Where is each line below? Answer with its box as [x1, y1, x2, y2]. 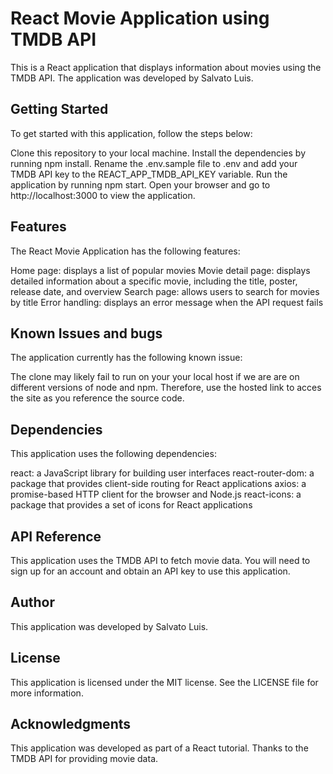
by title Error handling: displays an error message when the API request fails [10, 296, 324, 308]
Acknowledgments [10, 716, 132, 733]
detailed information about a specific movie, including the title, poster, [10, 275, 298, 287]
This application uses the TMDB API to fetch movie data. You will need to [10, 555, 311, 566]
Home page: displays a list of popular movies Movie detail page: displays [10, 264, 311, 276]
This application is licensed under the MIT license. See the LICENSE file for [10, 676, 319, 688]
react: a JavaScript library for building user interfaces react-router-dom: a [10, 467, 315, 479]
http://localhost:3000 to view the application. [10, 189, 196, 201]
